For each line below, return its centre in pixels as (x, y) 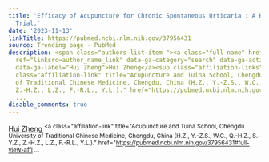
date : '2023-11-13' (41, 30)
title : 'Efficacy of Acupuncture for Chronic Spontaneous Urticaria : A (132, 16)
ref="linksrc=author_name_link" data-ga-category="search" (116, 61)
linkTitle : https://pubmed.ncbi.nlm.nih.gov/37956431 (100, 38)
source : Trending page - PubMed (62, 45)
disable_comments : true (48, 105)
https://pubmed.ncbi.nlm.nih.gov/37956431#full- (183, 143)
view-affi (21, 150)
